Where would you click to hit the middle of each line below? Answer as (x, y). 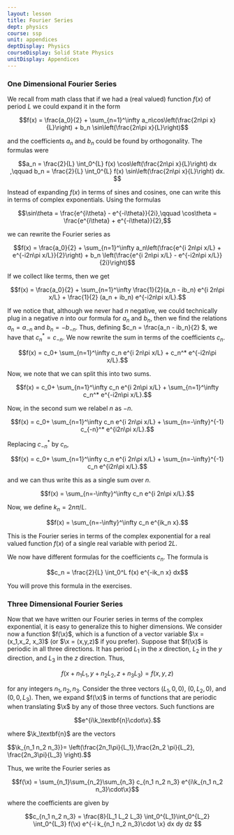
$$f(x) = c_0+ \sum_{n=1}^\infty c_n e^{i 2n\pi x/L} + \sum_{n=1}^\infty (117, 387)
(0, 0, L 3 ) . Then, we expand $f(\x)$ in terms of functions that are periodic (112, 699)
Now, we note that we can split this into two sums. (79, 373)
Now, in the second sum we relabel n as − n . (70, 408)
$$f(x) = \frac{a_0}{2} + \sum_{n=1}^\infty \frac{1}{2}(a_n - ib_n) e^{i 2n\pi (117, 289)
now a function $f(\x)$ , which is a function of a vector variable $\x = (106, 634)
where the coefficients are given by (58, 803)
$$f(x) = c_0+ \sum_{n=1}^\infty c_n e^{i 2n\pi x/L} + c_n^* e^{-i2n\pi (117, 352)
